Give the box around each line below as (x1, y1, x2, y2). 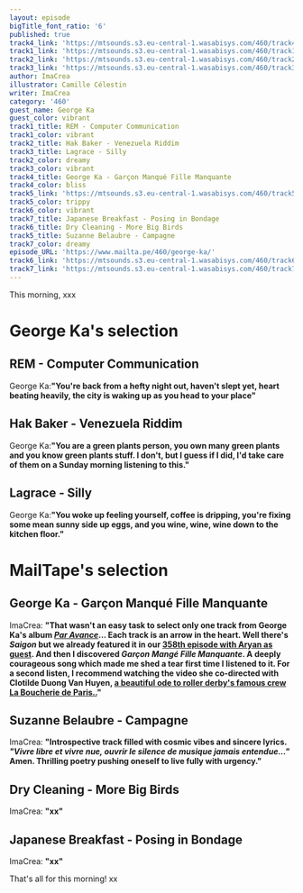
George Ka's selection (9, 321, 179, 342)
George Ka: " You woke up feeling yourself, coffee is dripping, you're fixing (9, 509, 291, 520)
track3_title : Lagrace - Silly (9, 147, 127, 156)
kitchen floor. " (9, 528, 65, 539)
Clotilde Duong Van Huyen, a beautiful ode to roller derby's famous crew (9, 677, 287, 688)
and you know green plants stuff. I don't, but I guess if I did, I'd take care (9, 450, 284, 460)
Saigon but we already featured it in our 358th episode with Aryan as (9, 639, 273, 650)
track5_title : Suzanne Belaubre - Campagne (9, 231, 176, 240)
